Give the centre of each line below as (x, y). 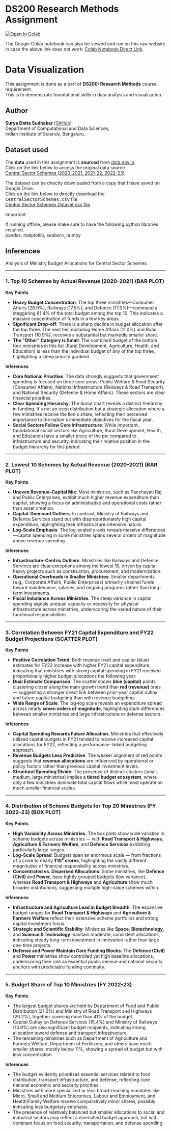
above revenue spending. (39, 540)
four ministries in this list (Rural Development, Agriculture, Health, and (86, 346)
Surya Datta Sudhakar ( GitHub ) (39, 123)
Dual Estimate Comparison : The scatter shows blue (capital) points (84, 681)
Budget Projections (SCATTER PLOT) (51, 639)
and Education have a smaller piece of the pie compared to (74, 436)
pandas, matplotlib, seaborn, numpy (43, 235)
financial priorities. (32, 398)
